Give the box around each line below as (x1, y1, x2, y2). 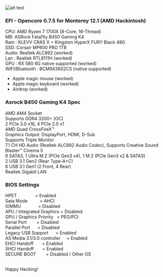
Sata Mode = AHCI (5, 198, 55, 204)
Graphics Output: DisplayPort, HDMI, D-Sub (5, 131, 95, 137)
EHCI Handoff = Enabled (5, 240, 63, 246)
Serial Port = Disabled (5, 219, 59, 225)
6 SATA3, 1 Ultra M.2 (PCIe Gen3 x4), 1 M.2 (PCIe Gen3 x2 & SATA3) (5, 153, 145, 159)
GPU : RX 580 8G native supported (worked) (5, 61, 97, 67)
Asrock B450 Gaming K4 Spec (5, 99, 81, 106)
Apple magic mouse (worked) (12, 76, 73, 82)
